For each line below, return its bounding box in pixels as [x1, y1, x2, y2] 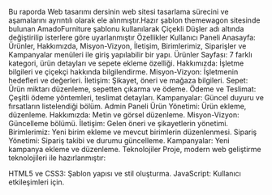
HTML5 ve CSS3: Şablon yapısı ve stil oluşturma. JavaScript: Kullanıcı [8, 169, 241, 178]
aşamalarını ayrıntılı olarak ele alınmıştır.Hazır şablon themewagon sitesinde [8, 15, 261, 25]
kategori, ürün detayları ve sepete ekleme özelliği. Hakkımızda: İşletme [8, 58, 244, 68]
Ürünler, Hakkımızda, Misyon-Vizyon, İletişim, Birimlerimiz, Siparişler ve [8, 41, 247, 51]
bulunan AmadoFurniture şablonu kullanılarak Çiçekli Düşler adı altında [8, 24, 244, 33]
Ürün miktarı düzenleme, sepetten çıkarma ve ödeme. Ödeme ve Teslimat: [8, 84, 257, 94]
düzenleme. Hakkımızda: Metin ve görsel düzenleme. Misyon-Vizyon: [8, 110, 240, 120]
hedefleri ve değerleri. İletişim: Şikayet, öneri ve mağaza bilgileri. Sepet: [8, 76, 248, 85]
